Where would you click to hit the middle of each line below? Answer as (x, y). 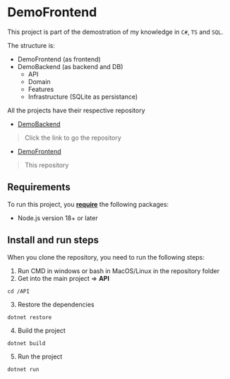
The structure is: (31, 45)
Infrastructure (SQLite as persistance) (83, 97)
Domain (39, 81)
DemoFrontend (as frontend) (59, 59)
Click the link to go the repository (73, 138)
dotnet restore (30, 317)
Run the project (40, 356)
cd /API (19, 291)
